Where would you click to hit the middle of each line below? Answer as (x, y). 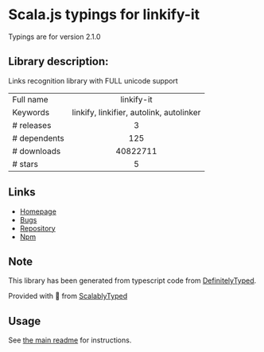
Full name (31, 99)
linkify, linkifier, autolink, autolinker (136, 112)
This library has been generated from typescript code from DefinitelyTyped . (132, 280)
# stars (25, 164)
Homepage (38, 211)
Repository (37, 228)
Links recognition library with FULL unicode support (93, 80)
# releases (32, 125)
